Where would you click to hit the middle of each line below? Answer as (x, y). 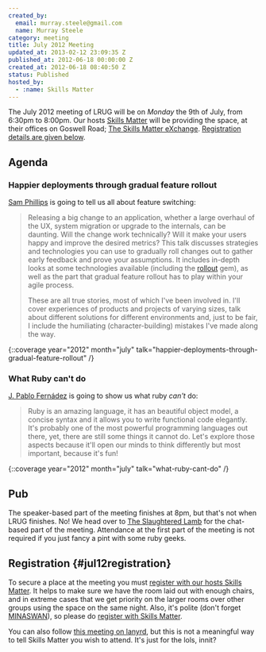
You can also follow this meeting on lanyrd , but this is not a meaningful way (131, 631)
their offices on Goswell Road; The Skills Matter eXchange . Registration (125, 129)
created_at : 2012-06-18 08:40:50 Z (67, 68)
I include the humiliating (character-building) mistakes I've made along (143, 326)
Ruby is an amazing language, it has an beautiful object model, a (133, 411)
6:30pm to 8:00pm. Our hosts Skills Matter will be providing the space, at (128, 121)
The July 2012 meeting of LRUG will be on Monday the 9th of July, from (126, 112)
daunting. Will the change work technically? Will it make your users (137, 234)
